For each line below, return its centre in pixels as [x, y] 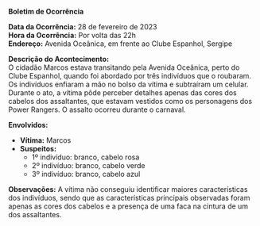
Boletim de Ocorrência [46, 11]
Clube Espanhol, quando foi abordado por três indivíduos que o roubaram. [130, 76]
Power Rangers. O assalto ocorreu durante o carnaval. [97, 109]
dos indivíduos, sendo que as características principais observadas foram [129, 198]
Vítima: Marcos [45, 140]
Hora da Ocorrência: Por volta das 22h [72, 35]
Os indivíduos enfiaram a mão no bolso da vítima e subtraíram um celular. [128, 84]
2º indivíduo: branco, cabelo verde [88, 165]
